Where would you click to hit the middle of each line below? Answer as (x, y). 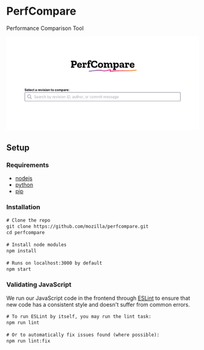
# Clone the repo (28, 221)
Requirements (28, 165)
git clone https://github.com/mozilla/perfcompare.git (78, 227)
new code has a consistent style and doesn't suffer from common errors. (98, 304)
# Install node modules (37, 245)
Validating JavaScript (39, 285)
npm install (21, 251)
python (24, 185)
